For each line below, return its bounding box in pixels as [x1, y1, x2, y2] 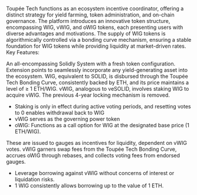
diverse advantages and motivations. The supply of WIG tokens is [6, 30, 166, 37]
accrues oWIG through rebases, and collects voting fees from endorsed [6, 152, 180, 158]
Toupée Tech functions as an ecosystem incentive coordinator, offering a [6, 5, 184, 12]
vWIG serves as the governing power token [14, 115, 120, 123]
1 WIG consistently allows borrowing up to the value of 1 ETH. [14, 182, 164, 189]
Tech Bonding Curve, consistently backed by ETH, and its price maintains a [6, 79, 189, 86]
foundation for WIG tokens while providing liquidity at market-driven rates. [6, 42, 186, 49]
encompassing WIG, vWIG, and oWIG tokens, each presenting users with [6, 24, 183, 31]
